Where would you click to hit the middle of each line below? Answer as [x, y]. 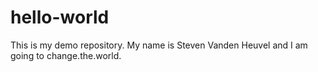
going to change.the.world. [66, 55]
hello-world [60, 17]
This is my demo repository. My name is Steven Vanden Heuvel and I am [159, 45]
